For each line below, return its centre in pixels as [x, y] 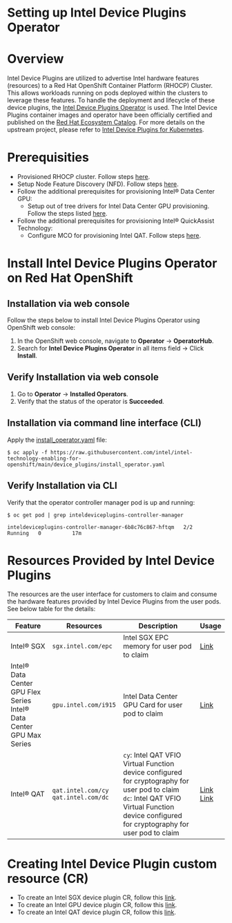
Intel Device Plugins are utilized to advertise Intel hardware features [103, 78]
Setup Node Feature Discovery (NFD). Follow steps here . [98, 184]
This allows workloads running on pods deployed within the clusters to [108, 93]
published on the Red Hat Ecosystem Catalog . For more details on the [106, 122]
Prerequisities [48, 158]
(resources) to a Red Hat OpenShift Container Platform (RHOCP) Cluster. [110, 86]
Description [158, 626]
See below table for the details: [51, 609]
